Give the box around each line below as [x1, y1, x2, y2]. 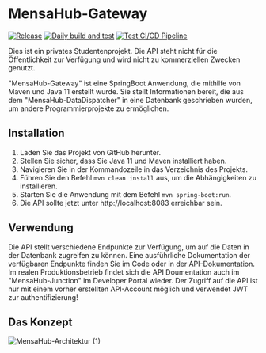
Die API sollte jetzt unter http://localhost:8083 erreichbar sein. [19, 198, 223, 207]
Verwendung [8, 221, 74, 234]
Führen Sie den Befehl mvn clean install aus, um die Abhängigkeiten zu [19, 173, 257, 182]
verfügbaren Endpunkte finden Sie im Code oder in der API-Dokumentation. [8, 259, 256, 268]
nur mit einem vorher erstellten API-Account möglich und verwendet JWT [8, 284, 249, 294]
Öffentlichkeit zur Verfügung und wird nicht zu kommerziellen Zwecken [8, 55, 241, 64]
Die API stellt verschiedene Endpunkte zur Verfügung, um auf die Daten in [8, 242, 249, 252]
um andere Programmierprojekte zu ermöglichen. [8, 104, 169, 113]
